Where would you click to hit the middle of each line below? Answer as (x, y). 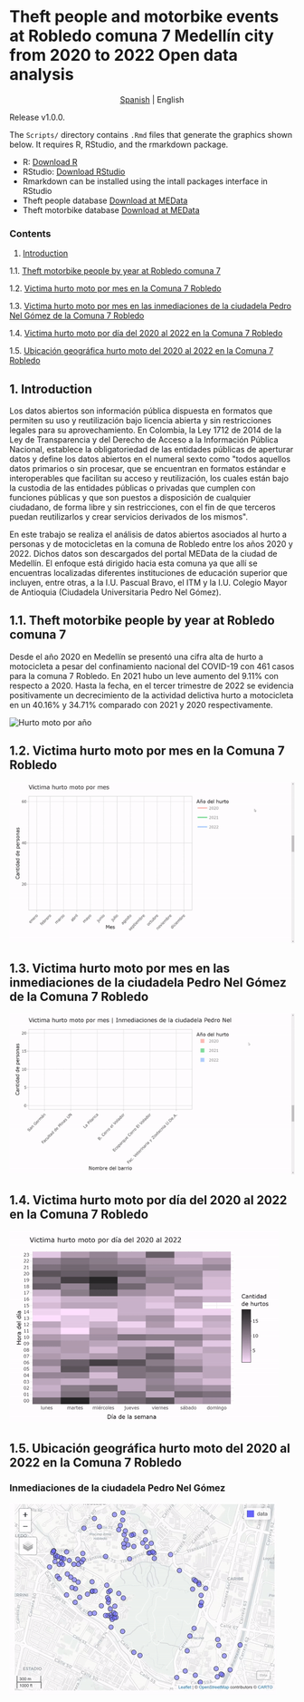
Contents (30, 233)
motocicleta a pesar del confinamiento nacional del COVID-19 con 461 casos (152, 666)
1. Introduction (51, 389)
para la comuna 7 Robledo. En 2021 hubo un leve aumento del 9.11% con (144, 676)
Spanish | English (152, 99)
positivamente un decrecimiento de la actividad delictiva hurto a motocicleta (152, 695)
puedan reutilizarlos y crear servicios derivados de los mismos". (129, 517)
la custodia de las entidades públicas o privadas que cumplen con (133, 488)
